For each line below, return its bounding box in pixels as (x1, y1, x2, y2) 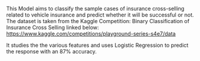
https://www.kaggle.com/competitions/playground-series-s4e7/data (6, 30, 176, 37)
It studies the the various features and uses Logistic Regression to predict (6, 41, 189, 49)
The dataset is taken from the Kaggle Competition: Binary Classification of (6, 18, 190, 24)
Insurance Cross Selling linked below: (6, 24, 99, 31)
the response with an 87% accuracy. (6, 48, 97, 55)
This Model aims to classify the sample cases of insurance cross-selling (6, 5, 185, 12)
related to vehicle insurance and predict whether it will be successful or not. (6, 11, 194, 18)
